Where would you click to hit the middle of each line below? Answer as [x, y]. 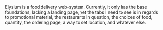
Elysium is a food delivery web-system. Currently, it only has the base [76, 7]
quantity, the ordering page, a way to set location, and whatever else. [76, 22]
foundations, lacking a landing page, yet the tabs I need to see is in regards [81, 12]
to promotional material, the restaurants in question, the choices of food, [79, 17]
